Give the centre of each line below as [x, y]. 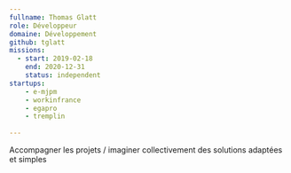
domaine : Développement [53, 34]
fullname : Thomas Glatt [53, 17]
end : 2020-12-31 [55, 67]
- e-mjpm [41, 91]
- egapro [41, 108]
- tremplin [45, 116]
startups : [28, 83]
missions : [28, 51]
